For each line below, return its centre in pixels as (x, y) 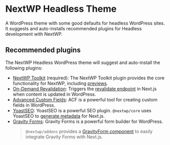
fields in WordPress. (34, 105)
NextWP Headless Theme (61, 9)
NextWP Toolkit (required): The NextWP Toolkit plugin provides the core (89, 78)
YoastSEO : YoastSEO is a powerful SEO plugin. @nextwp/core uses (82, 110)
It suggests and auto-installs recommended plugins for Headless (73, 28)
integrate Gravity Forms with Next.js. (64, 137)
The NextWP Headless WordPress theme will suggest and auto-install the (83, 63)
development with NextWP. (34, 34)
